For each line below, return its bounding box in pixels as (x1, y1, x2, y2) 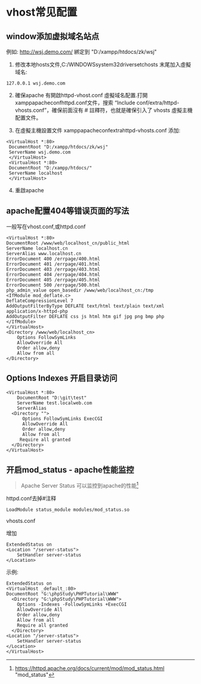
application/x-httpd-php (6, 308, 68, 314)
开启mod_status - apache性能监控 (6, 465, 135, 475)
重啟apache (14, 187, 44, 193)
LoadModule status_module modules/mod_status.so (6, 507, 130, 513)
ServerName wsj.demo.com (8, 149, 71, 155)
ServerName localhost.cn (6, 245, 68, 252)
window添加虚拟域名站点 (6, 31, 100, 41)
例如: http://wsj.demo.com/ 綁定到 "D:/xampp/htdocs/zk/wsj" (6, 49, 157, 55)
